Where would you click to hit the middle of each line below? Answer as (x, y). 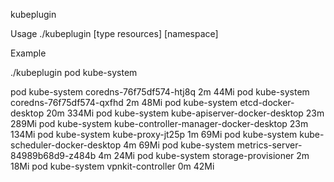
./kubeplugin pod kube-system (74, 72)
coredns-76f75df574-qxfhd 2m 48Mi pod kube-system (124, 102)
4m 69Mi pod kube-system (179, 145)
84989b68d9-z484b (53, 155)
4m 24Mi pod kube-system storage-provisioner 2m (204, 155)
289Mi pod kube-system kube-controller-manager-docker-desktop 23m (159, 123)
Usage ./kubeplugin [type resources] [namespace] (114, 33)
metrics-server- (269, 145)
